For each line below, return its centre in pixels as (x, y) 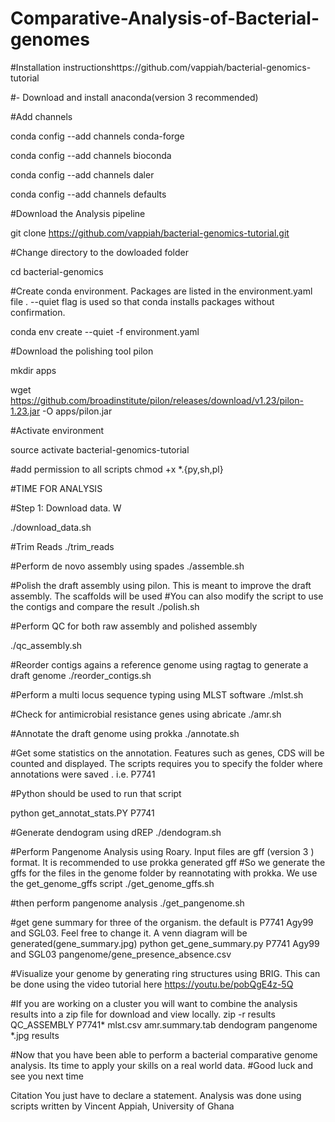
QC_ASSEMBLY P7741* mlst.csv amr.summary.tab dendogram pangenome (164, 1024)
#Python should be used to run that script (96, 793)
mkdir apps (33, 370)
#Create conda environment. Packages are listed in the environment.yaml (161, 291)
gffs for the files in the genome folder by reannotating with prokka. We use (164, 873)
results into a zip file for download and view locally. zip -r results (143, 1014)
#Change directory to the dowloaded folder (99, 252)
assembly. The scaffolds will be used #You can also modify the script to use (167, 596)
